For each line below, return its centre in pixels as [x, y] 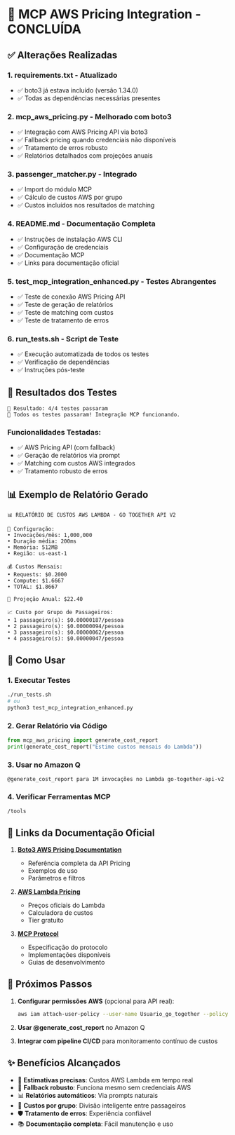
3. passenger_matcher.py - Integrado [72, 175]
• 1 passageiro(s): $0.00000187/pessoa [66, 620]
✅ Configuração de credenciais [63, 247]
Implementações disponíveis [69, 955]
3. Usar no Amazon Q [44, 765]
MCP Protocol [38, 934]
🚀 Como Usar [36, 660]
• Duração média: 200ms [42, 542]
